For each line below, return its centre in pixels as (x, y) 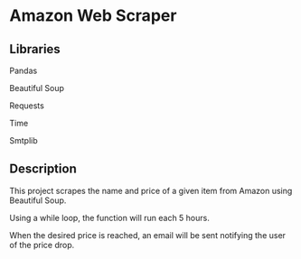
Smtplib (24, 140)
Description (43, 169)
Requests (27, 106)
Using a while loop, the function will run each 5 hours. (109, 217)
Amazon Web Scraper (93, 16)
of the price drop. (42, 245)
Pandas (24, 70)
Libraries (35, 49)
